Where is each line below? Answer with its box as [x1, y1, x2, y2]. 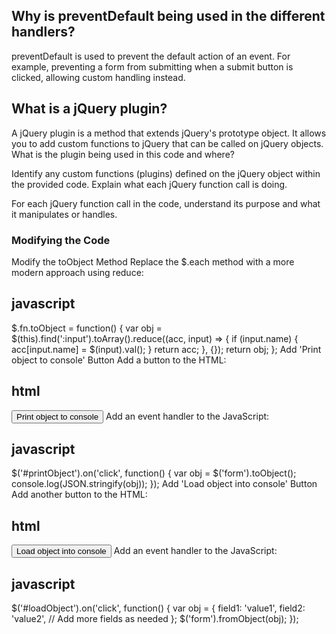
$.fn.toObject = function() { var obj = [11, 322, 163, 334]
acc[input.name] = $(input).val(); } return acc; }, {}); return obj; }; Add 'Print [11, 343, 322, 355]
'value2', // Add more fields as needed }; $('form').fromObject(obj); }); [11, 612, 299, 624]
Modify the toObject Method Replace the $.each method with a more [11, 255, 295, 268]
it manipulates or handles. [11, 208, 118, 220]
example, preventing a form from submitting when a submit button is [11, 60, 294, 73]
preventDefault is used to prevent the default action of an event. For [11, 50, 291, 62]
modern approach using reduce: [11, 266, 144, 278]
